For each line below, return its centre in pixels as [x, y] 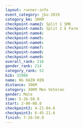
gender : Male [19, 94]
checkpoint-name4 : [25, 33]
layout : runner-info [27, 10]
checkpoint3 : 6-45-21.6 [30, 113]
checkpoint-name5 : [25, 38]
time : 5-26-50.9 [22, 99]
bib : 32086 [17, 76]
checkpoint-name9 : [25, 57]
